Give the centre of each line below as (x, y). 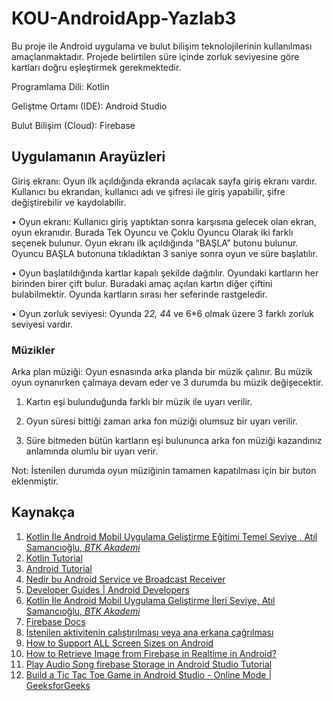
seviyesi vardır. (42, 324)
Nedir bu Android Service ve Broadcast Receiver (125, 579)
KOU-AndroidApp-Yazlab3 (124, 18)
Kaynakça (43, 512)
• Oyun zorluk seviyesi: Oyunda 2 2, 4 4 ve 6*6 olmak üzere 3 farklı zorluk (162, 313)
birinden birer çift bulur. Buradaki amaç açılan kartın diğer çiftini (142, 283)
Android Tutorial (59, 568)
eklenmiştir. (35, 481)
